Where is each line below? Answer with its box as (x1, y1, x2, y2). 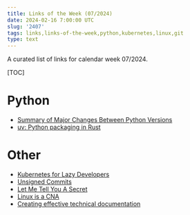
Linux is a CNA (17, 192, 60, 200)
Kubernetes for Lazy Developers (17, 171, 110, 178)
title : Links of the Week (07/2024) (7, 10, 113, 17)
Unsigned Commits (17, 178, 73, 186)
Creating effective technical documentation (17, 200, 141, 208)
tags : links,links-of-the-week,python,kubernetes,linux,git (7, 29, 184, 37)
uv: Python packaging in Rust (17, 123, 102, 132)
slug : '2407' (7, 23, 45, 30)
